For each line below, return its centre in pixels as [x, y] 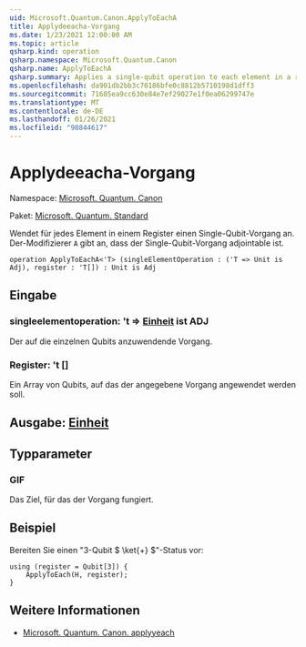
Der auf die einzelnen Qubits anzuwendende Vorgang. [111, 341]
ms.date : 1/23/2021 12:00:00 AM [71, 35]
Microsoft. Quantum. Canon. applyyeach [98, 632]
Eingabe [33, 295]
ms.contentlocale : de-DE [56, 111]
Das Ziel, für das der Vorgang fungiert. [82, 500]
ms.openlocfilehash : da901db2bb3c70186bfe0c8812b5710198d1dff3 [132, 86]
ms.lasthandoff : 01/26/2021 [63, 119]
